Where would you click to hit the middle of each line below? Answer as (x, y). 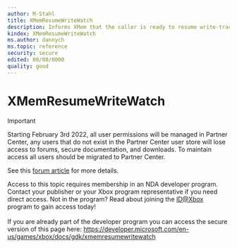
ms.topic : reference (38, 46)
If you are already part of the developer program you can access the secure (117, 221)
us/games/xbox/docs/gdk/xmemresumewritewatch (82, 236)
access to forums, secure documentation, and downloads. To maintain (109, 149)
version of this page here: (45, 229)
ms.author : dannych (36, 40)
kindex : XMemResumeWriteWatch (52, 33)
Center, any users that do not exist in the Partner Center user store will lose (116, 142)
